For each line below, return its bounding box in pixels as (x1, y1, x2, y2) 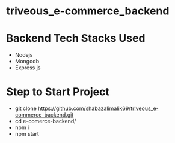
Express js (14, 64, 41, 71)
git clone (14, 105, 37, 112)
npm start (14, 130, 39, 138)
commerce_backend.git (14, 111, 74, 118)
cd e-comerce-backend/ (14, 118, 76, 125)
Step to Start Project (6, 85, 109, 99)
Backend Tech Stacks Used (6, 32, 146, 45)
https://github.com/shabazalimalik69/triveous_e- (38, 105, 159, 112)
